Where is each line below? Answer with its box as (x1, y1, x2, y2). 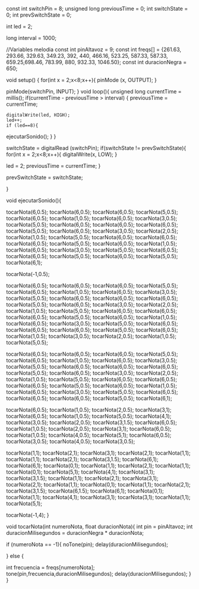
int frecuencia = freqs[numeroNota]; (6, 564, 95, 571)
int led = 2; (6, 23, 33, 30)
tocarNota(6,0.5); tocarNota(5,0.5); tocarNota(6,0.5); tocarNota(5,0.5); (6, 253, 178, 259)
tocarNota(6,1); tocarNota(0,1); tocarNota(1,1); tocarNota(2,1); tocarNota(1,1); (6, 462, 191, 469)
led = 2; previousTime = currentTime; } (6, 162, 101, 169)
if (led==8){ (6, 123, 39, 129)
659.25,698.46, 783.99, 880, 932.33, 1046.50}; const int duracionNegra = (6, 59, 187, 65)
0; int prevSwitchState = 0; (6, 11, 72, 18)
